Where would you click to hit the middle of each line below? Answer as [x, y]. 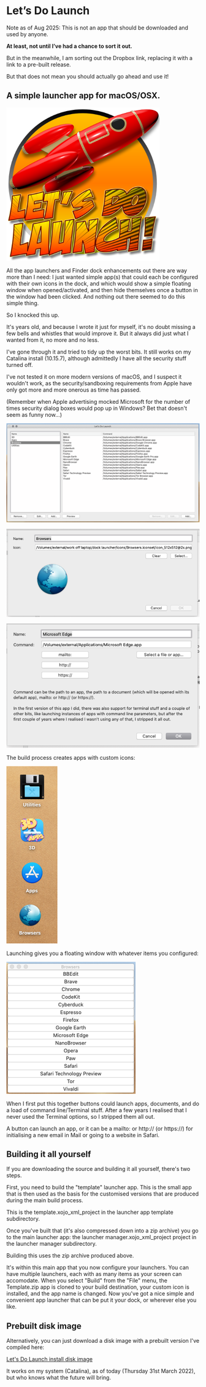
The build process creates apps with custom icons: [71, 757]
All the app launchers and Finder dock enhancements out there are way [97, 270]
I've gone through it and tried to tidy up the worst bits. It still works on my [99, 352]
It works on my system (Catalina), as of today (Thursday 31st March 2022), [101, 1371]
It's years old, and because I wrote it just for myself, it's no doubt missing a [101, 326]
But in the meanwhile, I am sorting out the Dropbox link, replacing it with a [100, 58]
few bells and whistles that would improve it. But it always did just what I [97, 333]
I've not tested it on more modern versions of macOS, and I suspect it [94, 377]
